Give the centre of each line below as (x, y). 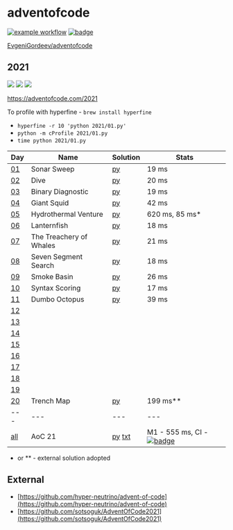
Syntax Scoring (56, 288)
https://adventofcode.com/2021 (53, 98)
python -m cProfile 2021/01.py (62, 133)
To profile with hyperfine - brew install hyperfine (79, 112)
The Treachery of (59, 236)
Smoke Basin (52, 276)
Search (42, 265)
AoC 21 (44, 436)
